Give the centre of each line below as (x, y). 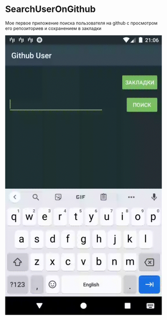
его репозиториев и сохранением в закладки (53, 28)
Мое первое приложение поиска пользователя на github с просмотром (82, 23)
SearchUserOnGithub (50, 9)
